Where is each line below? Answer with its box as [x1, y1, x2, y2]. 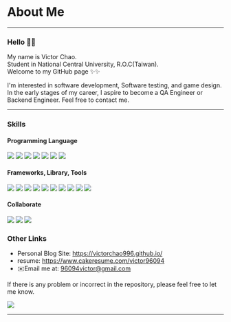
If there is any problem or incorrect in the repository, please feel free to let [7, 280, 217, 289]
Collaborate [7, 200, 42, 208]
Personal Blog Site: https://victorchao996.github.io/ [16, 249, 163, 258]
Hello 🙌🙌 [7, 37, 36, 47]
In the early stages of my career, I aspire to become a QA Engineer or [7, 89, 203, 97]
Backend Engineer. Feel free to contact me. [7, 96, 129, 104]
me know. [7, 288, 34, 296]
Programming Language [7, 136, 78, 144]
